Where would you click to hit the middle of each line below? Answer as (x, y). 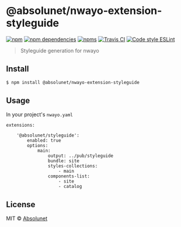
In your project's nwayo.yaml (39, 114)
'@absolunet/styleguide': (48, 135)
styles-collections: (73, 166)
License (21, 205)
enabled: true (44, 141)
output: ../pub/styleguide (81, 156)
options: (38, 146)
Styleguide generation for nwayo (60, 50)
